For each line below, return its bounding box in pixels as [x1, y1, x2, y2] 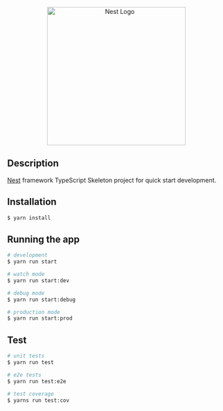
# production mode [7, 309, 60, 316]
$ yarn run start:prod [7, 315, 73, 322]
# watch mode [7, 271, 45, 278]
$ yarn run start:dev [7, 277, 70, 284]
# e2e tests [7, 371, 42, 378]
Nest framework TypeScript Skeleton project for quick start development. [7, 176, 217, 184]
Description [7, 158, 59, 170]
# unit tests [7, 353, 45, 360]
